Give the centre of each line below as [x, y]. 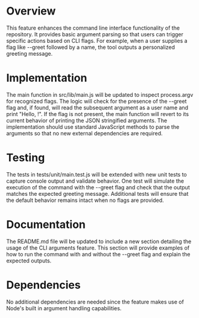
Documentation [46, 224]
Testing [26, 158]
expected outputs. [29, 261]
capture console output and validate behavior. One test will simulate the [95, 181]
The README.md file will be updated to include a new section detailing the [99, 241]
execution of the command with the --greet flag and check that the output [98, 187]
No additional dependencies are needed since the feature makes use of [95, 302]
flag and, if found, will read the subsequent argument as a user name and [97, 108]
